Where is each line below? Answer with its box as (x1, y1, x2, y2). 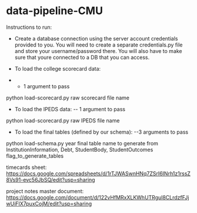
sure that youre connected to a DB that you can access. (14, 54, 150, 61)
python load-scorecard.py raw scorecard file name (6, 94, 130, 101)
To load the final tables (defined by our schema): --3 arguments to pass (14, 128, 189, 135)
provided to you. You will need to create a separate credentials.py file (14, 41, 183, 48)
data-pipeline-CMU (6, 4, 103, 18)
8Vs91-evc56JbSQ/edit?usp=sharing (6, 176, 95, 183)
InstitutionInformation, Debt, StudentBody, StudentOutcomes (6, 146, 153, 153)
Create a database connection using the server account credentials (14, 35, 178, 42)
